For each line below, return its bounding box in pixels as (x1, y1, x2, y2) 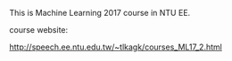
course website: (9, 25, 69, 34)
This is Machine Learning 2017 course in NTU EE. (9, 8, 191, 18)
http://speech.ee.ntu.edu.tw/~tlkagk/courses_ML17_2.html (9, 42, 223, 52)
